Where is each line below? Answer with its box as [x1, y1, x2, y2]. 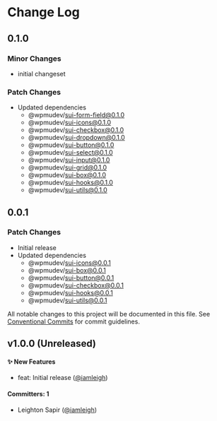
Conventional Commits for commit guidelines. [7, 317, 140, 326]
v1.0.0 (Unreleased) [7, 338, 97, 350]
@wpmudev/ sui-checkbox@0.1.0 [28, 126, 124, 134]
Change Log [7, 4, 80, 20]
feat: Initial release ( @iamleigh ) [17, 374, 108, 382]
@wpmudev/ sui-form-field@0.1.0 [28, 111, 125, 119]
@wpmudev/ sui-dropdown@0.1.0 [28, 134, 125, 142]
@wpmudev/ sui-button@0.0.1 [28, 273, 115, 282]
